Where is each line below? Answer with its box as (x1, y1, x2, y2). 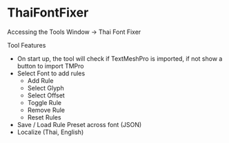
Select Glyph (27, 84, 64, 92)
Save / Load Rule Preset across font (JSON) (17, 120, 142, 128)
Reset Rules (27, 113, 61, 122)
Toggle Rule (27, 98, 62, 106)
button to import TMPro (17, 61, 84, 70)
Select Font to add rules (17, 69, 86, 77)
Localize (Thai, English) (17, 128, 84, 136)
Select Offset (27, 91, 66, 99)
